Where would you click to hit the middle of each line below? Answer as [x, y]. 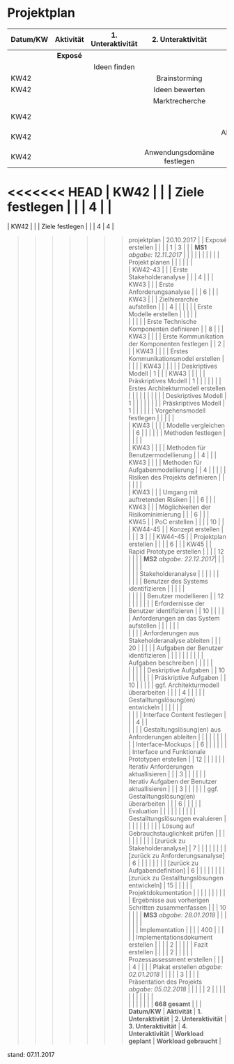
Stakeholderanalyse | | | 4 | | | [171, 276]
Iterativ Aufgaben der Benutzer [173, 781]
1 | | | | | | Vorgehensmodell [167, 411]
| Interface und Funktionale [167, 751]
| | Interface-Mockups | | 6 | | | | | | [178, 744]
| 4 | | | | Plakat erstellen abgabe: [175, 967]
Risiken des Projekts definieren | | [177, 477]
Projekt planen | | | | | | [161, 262]
